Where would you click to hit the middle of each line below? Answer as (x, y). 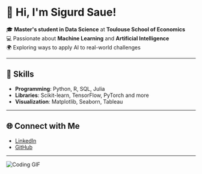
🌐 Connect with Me (43, 126)
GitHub (24, 147)
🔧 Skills (20, 74)
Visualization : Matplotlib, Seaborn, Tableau (69, 101)
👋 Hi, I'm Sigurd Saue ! (61, 12)
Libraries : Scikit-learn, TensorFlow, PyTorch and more (82, 95)
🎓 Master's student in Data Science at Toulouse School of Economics (96, 29)
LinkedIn (26, 140)
